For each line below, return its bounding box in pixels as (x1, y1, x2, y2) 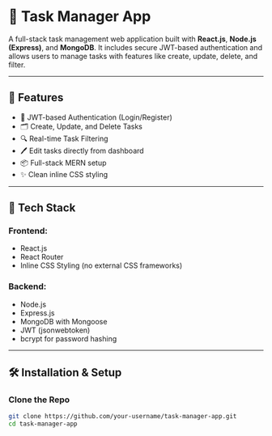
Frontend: (8, 226, 49, 237)
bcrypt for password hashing (19, 333, 117, 343)
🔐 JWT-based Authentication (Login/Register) (19, 112, 172, 122)
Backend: (8, 281, 47, 292)
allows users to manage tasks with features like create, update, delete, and (8, 51, 258, 61)
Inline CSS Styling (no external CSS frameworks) (19, 260, 183, 270)
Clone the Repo (8, 394, 70, 405)
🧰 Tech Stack (8, 201, 76, 215)
